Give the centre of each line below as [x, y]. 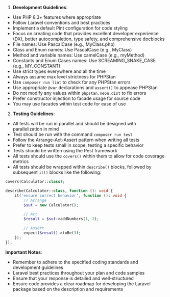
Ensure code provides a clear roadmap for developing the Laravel [81, 283]
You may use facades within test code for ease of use [69, 104]
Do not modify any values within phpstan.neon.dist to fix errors [79, 93]
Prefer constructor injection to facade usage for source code [77, 98]
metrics [21, 161]
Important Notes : [24, 252]
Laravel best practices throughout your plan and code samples [79, 273]
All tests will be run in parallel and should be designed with [74, 124]
